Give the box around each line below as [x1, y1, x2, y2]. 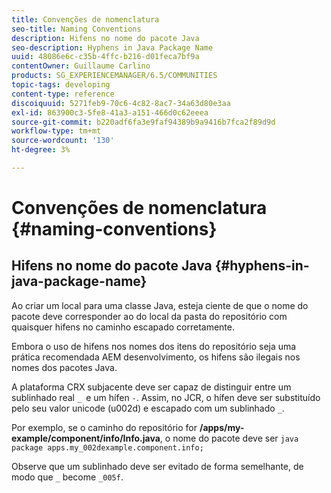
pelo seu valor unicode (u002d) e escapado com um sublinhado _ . [11, 402, 285, 414]
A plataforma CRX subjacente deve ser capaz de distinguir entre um [11, 381, 292, 393]
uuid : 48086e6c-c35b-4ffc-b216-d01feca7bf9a [11, 52, 200, 62]
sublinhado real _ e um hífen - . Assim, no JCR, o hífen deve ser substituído [11, 391, 321, 403]
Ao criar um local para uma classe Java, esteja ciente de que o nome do [11, 299, 309, 311]
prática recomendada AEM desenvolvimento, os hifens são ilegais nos [11, 351, 301, 363]
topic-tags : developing [11, 80, 111, 90]
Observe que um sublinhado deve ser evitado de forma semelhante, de [11, 460, 304, 472]
